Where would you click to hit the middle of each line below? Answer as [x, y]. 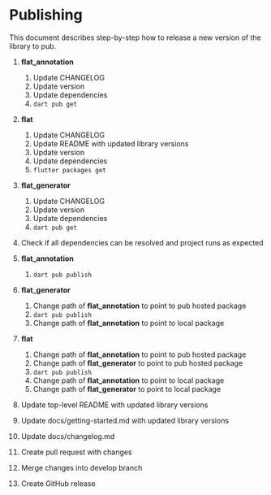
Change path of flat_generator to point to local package [127, 389]
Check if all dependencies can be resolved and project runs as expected [142, 242]
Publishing [46, 15]
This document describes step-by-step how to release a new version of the [135, 37]
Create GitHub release [58, 483]
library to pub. [33, 46]
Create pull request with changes [76, 452]
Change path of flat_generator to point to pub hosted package [138, 363]
